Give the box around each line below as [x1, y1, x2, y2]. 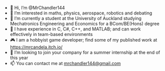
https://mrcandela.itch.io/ [10, 44, 63, 50]
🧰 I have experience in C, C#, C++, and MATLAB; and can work [10, 26, 141, 32]
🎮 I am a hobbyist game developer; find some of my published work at [10, 37, 157, 42]
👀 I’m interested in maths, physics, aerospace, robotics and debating [10, 10, 152, 16]
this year [10, 55, 29, 60]
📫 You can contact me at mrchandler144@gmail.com [10, 60, 121, 66]
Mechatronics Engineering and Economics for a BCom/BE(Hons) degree [10, 20, 159, 26]
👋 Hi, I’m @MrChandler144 [10, 5, 65, 10]
